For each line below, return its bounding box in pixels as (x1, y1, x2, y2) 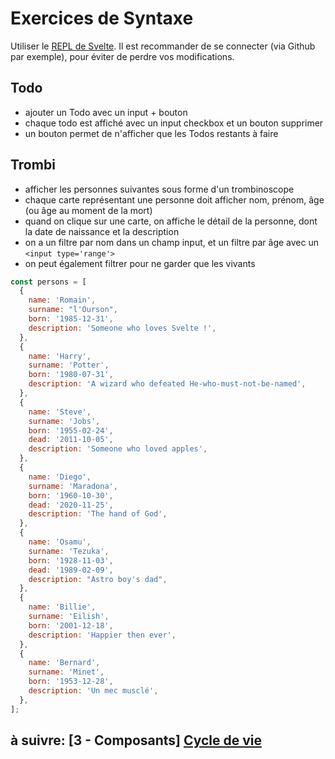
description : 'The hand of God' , (28, 509, 168, 519)
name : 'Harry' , (28, 351, 92, 361)
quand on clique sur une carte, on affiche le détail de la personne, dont (24, 215, 318, 227)
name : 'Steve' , (28, 407, 92, 417)
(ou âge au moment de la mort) (24, 204, 153, 216)
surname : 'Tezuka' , (28, 546, 110, 556)
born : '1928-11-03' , (28, 555, 114, 566)
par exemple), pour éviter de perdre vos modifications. (10, 50, 235, 62)
